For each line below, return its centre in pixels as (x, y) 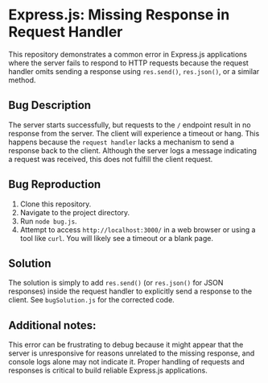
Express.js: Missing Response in (119, 15)
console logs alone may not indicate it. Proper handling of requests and (127, 362)
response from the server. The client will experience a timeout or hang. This (134, 133)
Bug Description (49, 105)
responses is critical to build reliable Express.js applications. (108, 371)
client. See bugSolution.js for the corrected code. (91, 300)
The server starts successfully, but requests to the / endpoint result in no (130, 125)
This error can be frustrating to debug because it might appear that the (126, 345)
